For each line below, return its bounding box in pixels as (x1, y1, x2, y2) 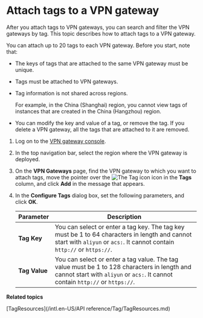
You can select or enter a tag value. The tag (54, 255, 179, 263)
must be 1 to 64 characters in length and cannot (54, 230, 192, 238)
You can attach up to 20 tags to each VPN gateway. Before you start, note (6, 42, 190, 49)
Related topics (6, 293, 43, 301)
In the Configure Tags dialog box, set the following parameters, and (14, 191, 184, 199)
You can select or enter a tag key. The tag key (54, 223, 185, 231)
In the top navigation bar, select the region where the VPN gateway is (14, 149, 188, 156)
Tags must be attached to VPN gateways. (14, 78, 118, 85)
